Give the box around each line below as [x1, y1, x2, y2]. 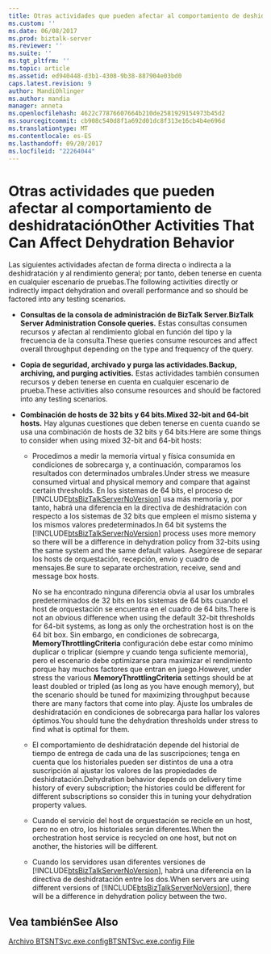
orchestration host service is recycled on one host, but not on [31, 833, 237, 843]
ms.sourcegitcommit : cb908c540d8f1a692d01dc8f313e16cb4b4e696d [8, 117, 226, 125]
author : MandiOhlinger [8, 86, 85, 95]
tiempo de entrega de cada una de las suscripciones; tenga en [31, 749, 240, 759]
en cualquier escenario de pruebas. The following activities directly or [8, 277, 239, 287]
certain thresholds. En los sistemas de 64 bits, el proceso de [31, 485, 233, 495]
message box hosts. [31, 571, 99, 582]
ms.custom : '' [8, 19, 56, 27]
